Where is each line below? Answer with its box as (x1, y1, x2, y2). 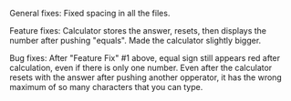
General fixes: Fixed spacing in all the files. (9, 8, 171, 18)
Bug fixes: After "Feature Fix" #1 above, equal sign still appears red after (9, 53, 281, 63)
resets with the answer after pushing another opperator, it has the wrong (9, 72, 283, 83)
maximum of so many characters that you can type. (9, 82, 203, 92)
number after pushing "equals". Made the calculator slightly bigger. (9, 35, 262, 45)
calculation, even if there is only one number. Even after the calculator (9, 63, 273, 73)
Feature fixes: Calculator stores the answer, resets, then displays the (9, 25, 267, 35)
